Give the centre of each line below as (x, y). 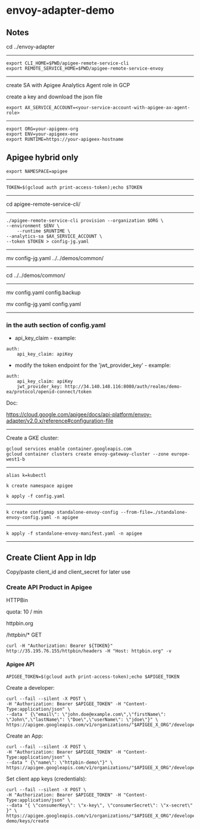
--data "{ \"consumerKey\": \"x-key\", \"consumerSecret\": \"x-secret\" (100, 806)
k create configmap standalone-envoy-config (62, 513)
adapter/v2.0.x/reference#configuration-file (60, 421)
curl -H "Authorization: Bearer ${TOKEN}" (60, 646)
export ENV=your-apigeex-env (42, 134)
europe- (181, 454)
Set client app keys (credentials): (46, 779)
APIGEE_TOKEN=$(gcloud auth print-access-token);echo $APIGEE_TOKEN (93, 677)
